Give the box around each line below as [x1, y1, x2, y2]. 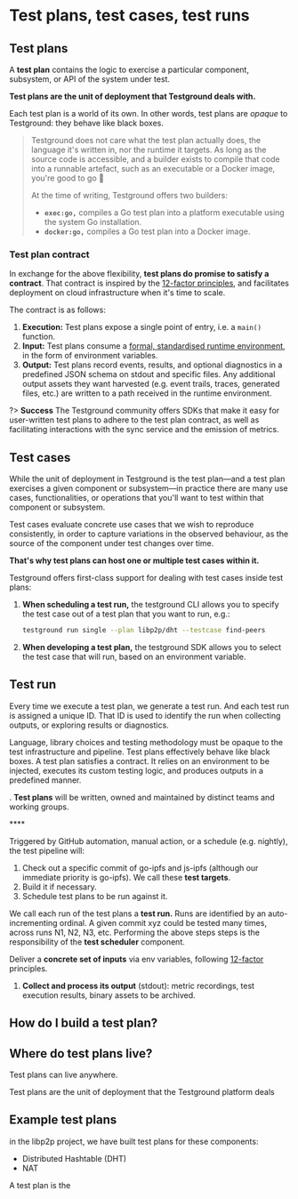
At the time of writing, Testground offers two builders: [30, 190, 229, 200]
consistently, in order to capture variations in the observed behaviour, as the [9, 528, 289, 539]
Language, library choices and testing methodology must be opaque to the [9, 736, 283, 747]
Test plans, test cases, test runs [9, 5, 251, 26]
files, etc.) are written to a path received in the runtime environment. [21, 388, 272, 398]
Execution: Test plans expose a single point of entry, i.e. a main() [21, 322, 262, 333]
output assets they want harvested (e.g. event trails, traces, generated [21, 379, 280, 390]
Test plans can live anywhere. [9, 1069, 118, 1080]
